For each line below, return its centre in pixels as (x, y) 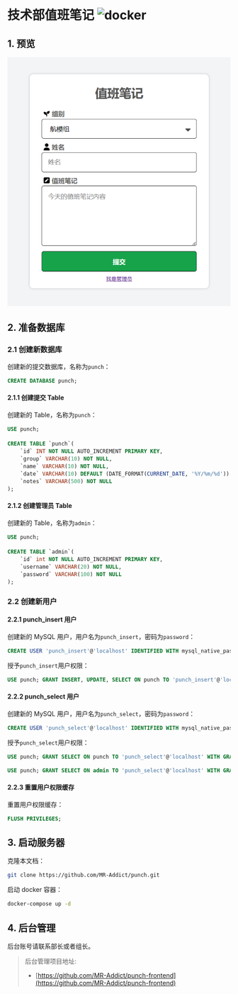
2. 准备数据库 (36, 328)
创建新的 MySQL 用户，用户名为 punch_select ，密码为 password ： (101, 713)
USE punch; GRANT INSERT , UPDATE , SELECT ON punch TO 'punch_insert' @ (114, 679)
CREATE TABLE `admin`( (41, 552)
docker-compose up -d (39, 904)
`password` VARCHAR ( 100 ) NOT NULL (71, 575)
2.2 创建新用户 (32, 602)
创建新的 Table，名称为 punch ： (52, 414)
